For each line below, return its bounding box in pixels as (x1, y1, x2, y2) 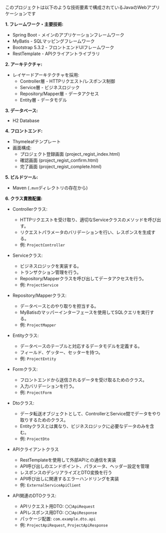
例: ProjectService (19, 282, 58, 288)
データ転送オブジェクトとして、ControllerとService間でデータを (19, 411, 152, 416)
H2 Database (12, 118, 40, 124)
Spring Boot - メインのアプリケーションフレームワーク (12, 32, 124, 38)
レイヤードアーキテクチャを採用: (12, 72, 79, 78)
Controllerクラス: (12, 206, 47, 212)
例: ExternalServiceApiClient (19, 482, 81, 488)
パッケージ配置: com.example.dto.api (19, 516, 96, 521)
